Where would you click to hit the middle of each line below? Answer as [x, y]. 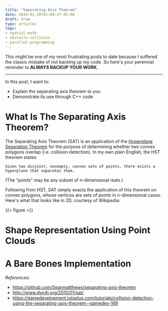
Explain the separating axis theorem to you [56, 91]
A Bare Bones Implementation [68, 264]
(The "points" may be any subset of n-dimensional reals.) [64, 180]
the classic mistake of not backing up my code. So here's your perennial [79, 62]
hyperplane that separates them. [40, 170]
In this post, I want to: [27, 81]
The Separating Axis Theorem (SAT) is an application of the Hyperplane [79, 141]
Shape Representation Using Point [78, 230]
